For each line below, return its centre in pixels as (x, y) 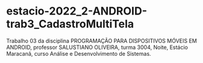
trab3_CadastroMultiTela (70, 24)
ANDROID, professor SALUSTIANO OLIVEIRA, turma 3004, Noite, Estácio (97, 47)
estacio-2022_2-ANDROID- (77, 11)
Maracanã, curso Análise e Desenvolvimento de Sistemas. (79, 53)
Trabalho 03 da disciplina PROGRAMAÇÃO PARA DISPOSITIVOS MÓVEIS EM (101, 41)
